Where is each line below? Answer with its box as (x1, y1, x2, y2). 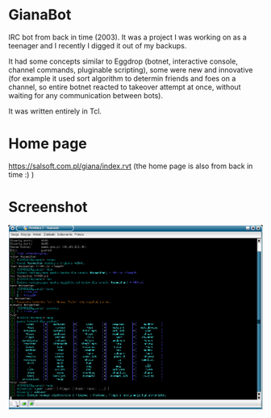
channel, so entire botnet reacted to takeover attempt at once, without (8, 82, 241, 92)
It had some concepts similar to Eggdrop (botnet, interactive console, (8, 56, 238, 66)
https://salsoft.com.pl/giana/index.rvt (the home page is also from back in (8, 161, 253, 171)
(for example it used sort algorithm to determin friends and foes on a (8, 73, 236, 83)
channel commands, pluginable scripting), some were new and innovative (8, 64, 253, 74)
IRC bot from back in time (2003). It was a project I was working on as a (8, 32, 248, 42)
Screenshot (8, 198, 88, 217)
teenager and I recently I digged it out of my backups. (8, 40, 187, 50)
